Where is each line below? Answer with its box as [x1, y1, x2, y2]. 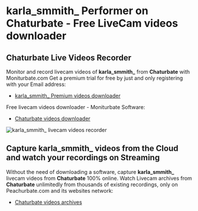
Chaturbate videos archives [14, 199, 83, 206]
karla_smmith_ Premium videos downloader [14, 93, 121, 99]
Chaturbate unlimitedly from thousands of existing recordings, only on [6, 181, 178, 188]
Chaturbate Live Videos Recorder [6, 52, 132, 62]
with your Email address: [6, 81, 66, 88]
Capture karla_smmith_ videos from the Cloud [6, 143, 178, 154]
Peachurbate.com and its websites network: [6, 187, 113, 194]
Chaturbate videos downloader [14, 115, 90, 122]
